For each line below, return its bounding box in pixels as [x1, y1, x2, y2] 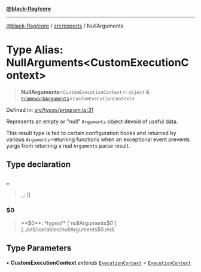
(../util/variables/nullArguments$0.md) [20, 225, 115, 233]
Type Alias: [6, 43, 64, 57]
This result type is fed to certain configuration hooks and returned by [6, 129, 176, 136]
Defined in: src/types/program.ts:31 [6, 106, 94, 113]
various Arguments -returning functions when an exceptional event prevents [6, 136, 190, 143]
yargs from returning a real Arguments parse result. [6, 142, 130, 149]
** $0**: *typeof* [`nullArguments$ [20, 219, 110, 227]
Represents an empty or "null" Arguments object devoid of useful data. [6, 118, 178, 125]
